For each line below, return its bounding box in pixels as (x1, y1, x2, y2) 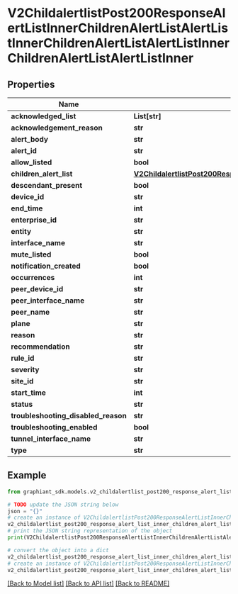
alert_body (11, 135, 48, 144)
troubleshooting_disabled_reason (11, 411, 127, 420)
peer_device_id (11, 284, 64, 293)
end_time (11, 203, 43, 213)
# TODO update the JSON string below (7, 501, 119, 508)
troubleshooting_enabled (11, 422, 98, 432)
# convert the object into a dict (7, 547, 110, 554)
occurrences (11, 273, 55, 282)
